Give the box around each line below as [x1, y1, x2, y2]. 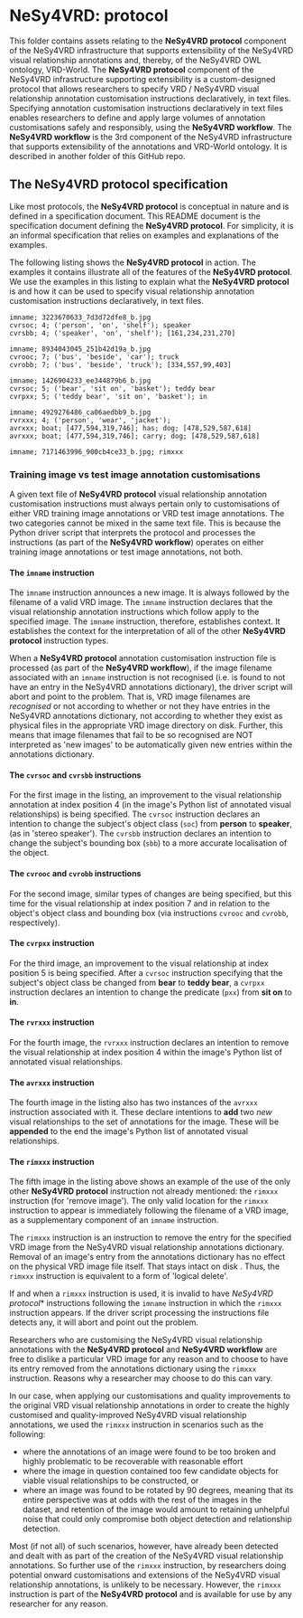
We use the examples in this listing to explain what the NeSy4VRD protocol [9, 276, 289, 287]
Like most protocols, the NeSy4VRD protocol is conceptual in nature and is [9, 201, 289, 212]
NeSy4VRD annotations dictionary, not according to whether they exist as [9, 711, 283, 722]
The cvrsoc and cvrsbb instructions [9, 770, 142, 781]
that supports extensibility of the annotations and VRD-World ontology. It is [9, 141, 288, 152]
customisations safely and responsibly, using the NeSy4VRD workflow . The [9, 121, 292, 132]
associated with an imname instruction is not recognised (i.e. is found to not [9, 672, 286, 683]
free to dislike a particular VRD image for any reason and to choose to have [9, 1354, 289, 1365]
